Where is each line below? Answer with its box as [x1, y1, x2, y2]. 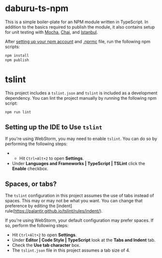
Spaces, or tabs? [5, 180, 57, 188]
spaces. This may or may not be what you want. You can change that [5, 198, 143, 204]
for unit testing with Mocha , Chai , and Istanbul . [5, 29, 98, 35]
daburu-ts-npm [5, 3, 69, 14]
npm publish [5, 58, 29, 62]
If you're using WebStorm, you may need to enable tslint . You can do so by [5, 136, 157, 142]
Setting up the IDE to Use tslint [5, 123, 103, 131]
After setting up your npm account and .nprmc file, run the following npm [5, 38, 151, 44]
